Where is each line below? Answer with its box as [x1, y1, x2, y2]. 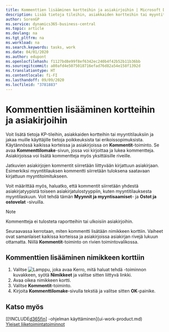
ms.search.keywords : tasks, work [6, 45, 76, 50]
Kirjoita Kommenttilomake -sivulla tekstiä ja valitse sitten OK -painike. [13, 288, 156, 294]
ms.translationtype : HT [6, 68, 56, 73]
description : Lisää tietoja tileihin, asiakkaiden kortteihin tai [6, 12, 147, 17]
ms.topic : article [6, 26, 44, 31]
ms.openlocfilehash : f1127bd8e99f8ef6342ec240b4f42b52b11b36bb [6, 59, 141, 64]
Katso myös [6, 302, 44, 311]
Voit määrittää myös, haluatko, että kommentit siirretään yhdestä [6, 183, 139, 189]
